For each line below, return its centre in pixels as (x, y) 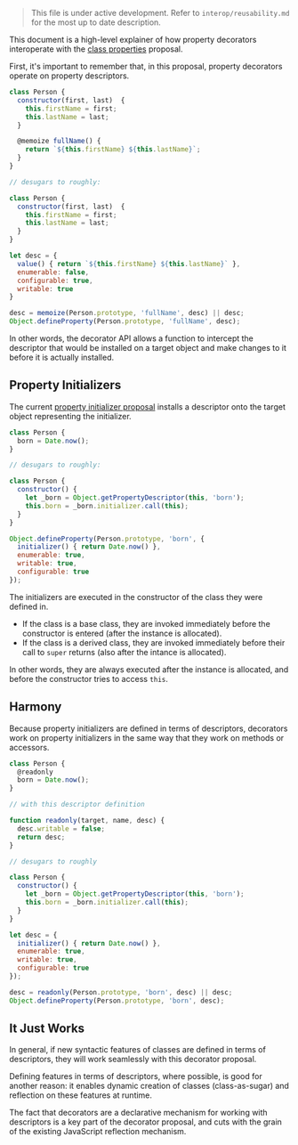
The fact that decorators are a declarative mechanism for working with (139, 1113)
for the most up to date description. (96, 22)
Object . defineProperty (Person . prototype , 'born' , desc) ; (117, 1001)
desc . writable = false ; (61, 828)
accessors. (29, 747)
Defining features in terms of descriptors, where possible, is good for (136, 1076)
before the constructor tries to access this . (89, 678)
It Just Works (47, 1029)
